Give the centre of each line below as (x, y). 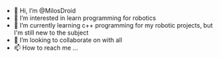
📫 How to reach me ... (46, 48)
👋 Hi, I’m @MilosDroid (45, 11)
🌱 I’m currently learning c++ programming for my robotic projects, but (113, 25)
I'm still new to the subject (51, 32)
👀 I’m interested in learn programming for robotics (85, 18)
